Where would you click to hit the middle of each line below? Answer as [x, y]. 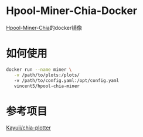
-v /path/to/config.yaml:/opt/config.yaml [66, 80]
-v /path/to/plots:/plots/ [47, 75]
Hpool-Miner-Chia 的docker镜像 [44, 28]
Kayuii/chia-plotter [28, 128]
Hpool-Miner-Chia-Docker [72, 11]
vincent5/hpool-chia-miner [47, 86]
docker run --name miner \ [39, 69]
